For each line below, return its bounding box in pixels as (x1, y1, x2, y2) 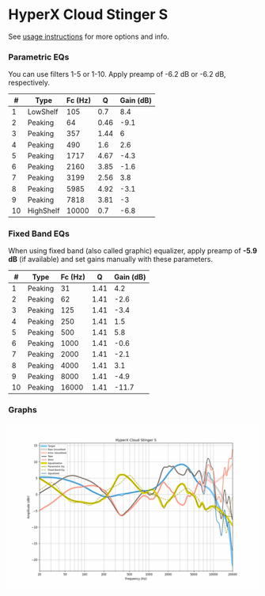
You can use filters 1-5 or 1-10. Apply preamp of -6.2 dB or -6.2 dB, (8, 70, 227, 79)
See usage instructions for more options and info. (8, 32, 170, 41)
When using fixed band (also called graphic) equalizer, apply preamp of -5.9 (8, 246, 258, 256)
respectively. (8, 78, 50, 88)
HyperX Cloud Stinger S (8, 6, 168, 24)
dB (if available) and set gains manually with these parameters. (8, 255, 214, 264)
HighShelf (27, 206, 60, 215)
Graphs (8, 404, 37, 416)
